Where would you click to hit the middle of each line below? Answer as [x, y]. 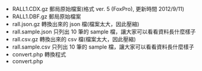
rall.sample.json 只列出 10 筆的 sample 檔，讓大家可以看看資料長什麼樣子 [104, 32]
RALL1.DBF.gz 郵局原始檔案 [47, 16]
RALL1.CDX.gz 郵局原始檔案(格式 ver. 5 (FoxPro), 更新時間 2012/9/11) [98, 9]
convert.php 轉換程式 [39, 54]
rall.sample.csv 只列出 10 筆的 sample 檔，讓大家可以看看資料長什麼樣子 [103, 47]
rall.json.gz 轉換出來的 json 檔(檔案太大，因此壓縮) [76, 24]
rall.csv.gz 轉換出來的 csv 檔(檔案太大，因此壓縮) [74, 39]
